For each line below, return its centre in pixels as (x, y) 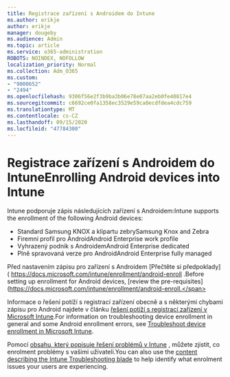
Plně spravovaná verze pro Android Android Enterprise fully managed (114, 254)
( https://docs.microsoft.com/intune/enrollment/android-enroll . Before (106, 274)
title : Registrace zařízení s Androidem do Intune (81, 13)
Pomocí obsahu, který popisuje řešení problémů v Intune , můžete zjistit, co (114, 345)
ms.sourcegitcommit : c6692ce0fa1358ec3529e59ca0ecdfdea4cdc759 (100, 103)
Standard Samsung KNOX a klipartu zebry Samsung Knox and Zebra (113, 232)
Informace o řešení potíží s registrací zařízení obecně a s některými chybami (115, 302)
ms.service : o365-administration (55, 52)
